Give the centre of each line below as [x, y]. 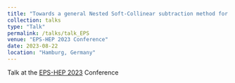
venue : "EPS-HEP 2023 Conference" [58, 40]
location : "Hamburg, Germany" [52, 53]
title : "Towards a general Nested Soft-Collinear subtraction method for [118, 14]
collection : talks [34, 20]
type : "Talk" [26, 27]
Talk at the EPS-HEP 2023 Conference [63, 72]
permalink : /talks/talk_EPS [49, 33]
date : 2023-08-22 [33, 46]
